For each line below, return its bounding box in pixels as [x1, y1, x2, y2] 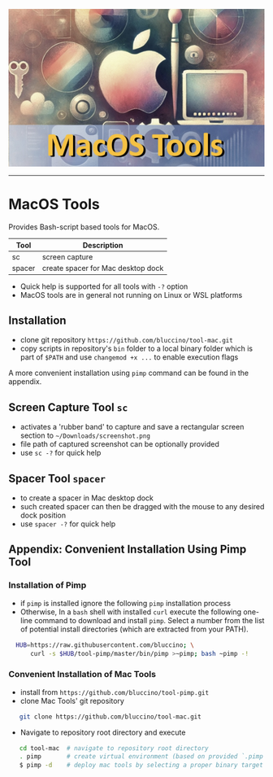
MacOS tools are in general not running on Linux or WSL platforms [19, 290, 243, 299]
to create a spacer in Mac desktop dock [19, 493, 154, 503]
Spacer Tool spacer [8, 471, 106, 485]
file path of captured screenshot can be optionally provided [19, 439, 219, 449]
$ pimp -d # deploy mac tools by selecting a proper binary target [19, 762, 264, 770]
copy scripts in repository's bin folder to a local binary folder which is [19, 343, 253, 354]
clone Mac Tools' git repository [19, 696, 124, 705]
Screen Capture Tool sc [8, 400, 128, 414]
